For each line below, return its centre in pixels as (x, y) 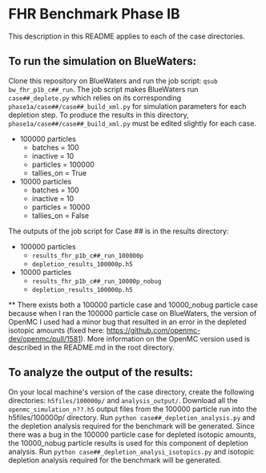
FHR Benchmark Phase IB (94, 14)
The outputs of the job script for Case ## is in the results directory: (119, 231)
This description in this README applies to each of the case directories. (127, 36)
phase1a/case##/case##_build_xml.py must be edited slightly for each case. (132, 123)
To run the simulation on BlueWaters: (103, 61)
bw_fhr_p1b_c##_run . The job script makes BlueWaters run (103, 89)
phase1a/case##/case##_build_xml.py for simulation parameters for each (127, 106)
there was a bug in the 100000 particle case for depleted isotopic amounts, (132, 435)
